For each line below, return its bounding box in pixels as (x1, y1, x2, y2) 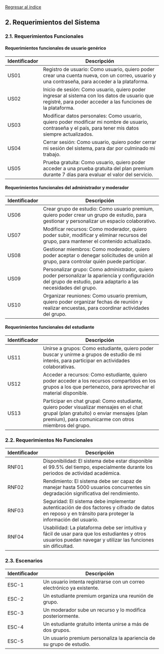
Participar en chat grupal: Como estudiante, (43, 397, 143, 404)
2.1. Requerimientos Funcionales (5, 33, 84, 40)
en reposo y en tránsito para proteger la (43, 510, 134, 517)
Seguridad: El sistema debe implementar (43, 498, 136, 505)
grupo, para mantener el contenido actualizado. (43, 237, 152, 244)
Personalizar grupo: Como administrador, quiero (43, 266, 154, 273)
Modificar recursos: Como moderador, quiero (43, 225, 147, 232)
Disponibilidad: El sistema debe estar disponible (43, 458, 153, 465)
